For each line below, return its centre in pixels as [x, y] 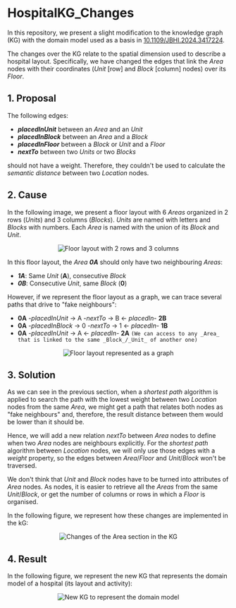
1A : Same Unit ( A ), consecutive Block [72, 275]
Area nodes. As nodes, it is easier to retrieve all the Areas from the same [113, 487]
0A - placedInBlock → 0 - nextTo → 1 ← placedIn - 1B [92, 326]
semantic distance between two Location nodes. [78, 173]
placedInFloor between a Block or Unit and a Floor [91, 144]
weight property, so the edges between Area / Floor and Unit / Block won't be [117, 458]
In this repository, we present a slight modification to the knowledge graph [115, 32]
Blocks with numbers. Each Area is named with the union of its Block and [113, 227]
